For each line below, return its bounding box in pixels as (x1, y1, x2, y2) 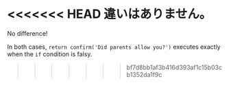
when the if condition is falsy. (7, 49, 93, 58)
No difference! (7, 29, 48, 38)
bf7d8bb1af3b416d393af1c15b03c (126, 63, 223, 71)
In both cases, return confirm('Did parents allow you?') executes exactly (7, 42, 221, 51)
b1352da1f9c (126, 70, 162, 79)
